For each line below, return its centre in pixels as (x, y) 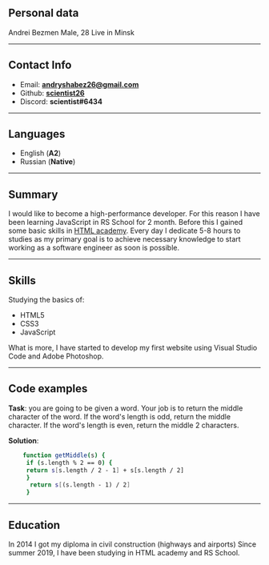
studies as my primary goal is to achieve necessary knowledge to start (125, 239)
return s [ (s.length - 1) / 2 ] (80, 485)
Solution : (24, 440)
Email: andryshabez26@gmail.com (79, 84)
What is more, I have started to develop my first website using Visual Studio (133, 348)
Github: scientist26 (52, 93)
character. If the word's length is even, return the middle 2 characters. (124, 425)
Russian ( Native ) (48, 162)
